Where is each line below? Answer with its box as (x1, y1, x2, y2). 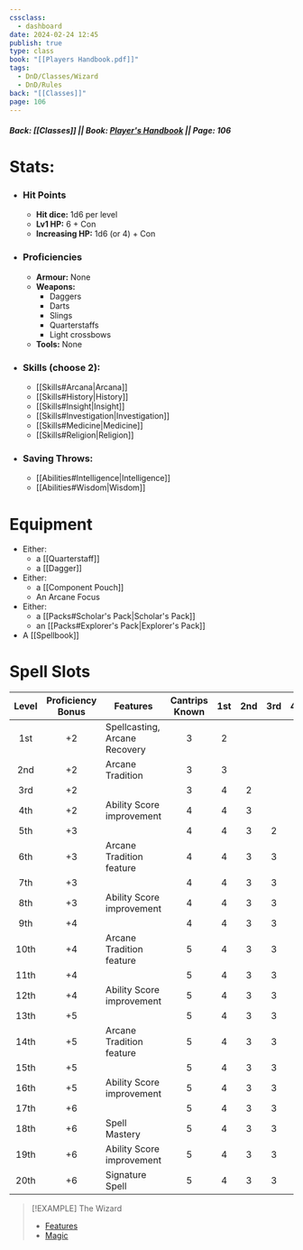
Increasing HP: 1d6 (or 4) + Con (35, 228, 156, 239)
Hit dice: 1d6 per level (35, 209, 118, 220)
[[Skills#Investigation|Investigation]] (35, 411, 170, 421)
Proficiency (46, 694, 97, 707)
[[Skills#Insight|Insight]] (35, 401, 125, 412)
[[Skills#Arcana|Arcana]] (35, 382, 128, 393)
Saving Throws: (22, 452, 94, 465)
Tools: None (35, 338, 83, 349)
